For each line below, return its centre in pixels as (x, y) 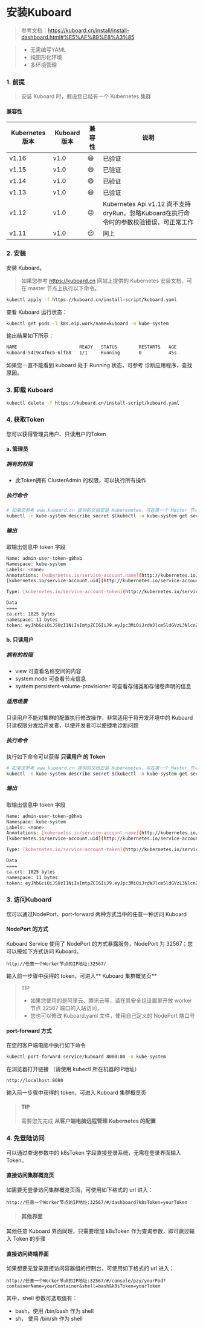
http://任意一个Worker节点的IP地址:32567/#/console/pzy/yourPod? (86, 1281)
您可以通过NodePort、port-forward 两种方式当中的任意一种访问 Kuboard (97, 914)
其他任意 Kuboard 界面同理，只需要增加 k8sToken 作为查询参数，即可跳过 (98, 1231)
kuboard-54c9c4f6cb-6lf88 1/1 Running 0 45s (92, 353)
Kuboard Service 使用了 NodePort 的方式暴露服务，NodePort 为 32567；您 (100, 943)
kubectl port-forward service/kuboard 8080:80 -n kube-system (86, 1057)
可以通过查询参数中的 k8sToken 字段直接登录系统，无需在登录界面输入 (94, 1152)
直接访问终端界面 (27, 1253)
